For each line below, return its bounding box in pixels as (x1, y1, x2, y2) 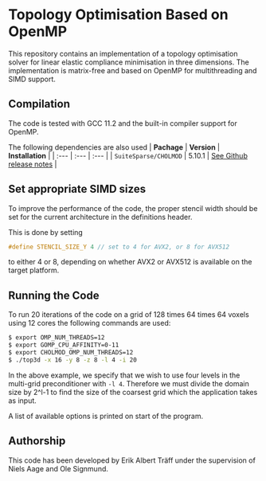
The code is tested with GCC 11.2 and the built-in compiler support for (8, 118, 237, 128)
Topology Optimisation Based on (8, 6, 229, 24)
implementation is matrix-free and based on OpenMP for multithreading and (8, 65, 257, 75)
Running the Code (8, 288, 100, 302)
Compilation (8, 97, 70, 111)
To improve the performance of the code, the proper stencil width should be (8, 203, 258, 213)
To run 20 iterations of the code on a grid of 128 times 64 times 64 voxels (8, 310, 249, 319)
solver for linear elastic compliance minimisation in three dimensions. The (8, 57, 249, 67)
